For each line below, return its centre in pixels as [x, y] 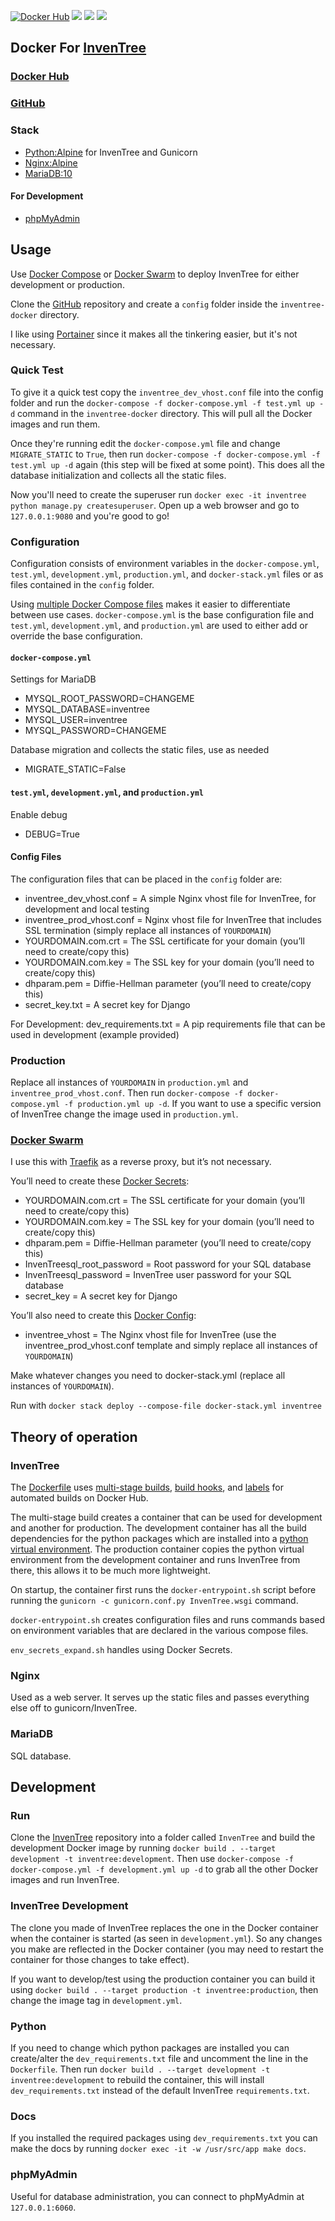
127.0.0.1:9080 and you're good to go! [90, 516]
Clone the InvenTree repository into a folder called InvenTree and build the [163, 1837]
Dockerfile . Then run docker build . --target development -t [140, 2069]
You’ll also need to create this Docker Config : [103, 1316]
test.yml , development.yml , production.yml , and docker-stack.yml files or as [167, 574]
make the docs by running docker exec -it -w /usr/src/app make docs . [158, 2149]
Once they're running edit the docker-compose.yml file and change [145, 443]
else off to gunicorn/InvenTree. [74, 1708]
